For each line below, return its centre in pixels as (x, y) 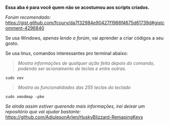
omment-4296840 (25, 28)
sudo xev (15, 78)
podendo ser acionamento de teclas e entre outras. (72, 69)
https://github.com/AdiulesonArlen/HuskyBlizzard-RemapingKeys (74, 117)
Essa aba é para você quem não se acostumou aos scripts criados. (77, 7)
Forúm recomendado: (28, 17)
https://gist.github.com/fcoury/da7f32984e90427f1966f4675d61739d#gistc (85, 23)
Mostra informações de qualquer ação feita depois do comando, (86, 63)
